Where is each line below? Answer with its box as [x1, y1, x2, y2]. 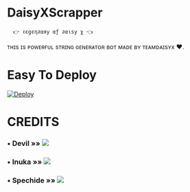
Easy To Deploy [7, 67, 97, 83]
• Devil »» [7, 138, 41, 148]
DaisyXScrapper [7, 5, 103, 21]
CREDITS [7, 114, 60, 130]
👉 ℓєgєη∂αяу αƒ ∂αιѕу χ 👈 [13, 28, 93, 35]
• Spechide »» [7, 175, 56, 185]
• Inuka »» [7, 157, 43, 167]
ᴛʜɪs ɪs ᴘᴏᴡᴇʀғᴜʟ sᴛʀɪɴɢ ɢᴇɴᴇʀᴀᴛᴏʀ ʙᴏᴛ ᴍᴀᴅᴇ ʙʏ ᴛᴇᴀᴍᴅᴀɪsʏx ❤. [7, 43, 185, 51]
